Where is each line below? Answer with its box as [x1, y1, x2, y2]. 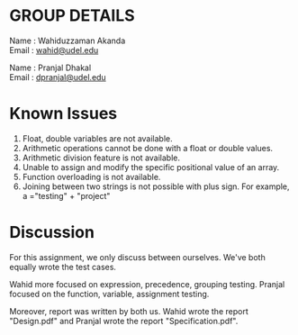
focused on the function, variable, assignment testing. [9, 288, 210, 299]
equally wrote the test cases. [9, 261, 117, 272]
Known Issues [9, 104, 118, 124]
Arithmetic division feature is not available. [22, 152, 180, 163]
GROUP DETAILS [9, 5, 135, 26]
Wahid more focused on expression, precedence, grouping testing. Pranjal [9, 278, 285, 289]
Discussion [9, 222, 95, 243]
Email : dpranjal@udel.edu [9, 71, 106, 82]
